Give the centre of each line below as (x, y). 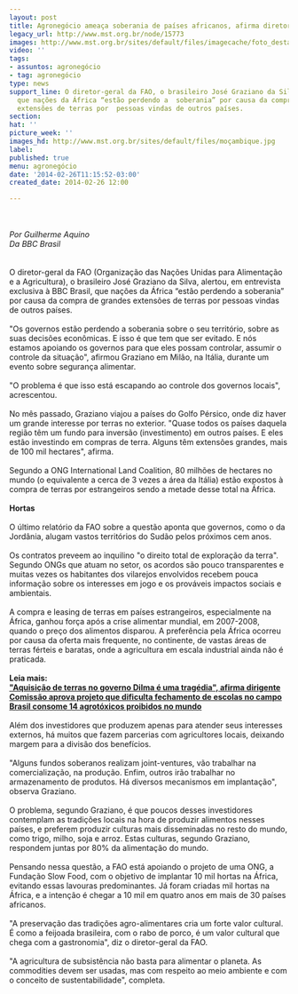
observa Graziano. (43, 791)
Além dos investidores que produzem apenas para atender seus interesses (146, 726)
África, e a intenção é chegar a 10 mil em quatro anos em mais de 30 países (148, 895)
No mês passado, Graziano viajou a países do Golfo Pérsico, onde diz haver (148, 414)
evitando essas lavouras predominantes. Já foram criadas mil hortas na (140, 886)
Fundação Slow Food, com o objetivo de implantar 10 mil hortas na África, (144, 877)
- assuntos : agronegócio (55, 68)
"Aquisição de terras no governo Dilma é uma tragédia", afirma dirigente (145, 688)
